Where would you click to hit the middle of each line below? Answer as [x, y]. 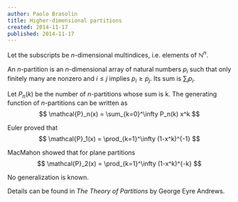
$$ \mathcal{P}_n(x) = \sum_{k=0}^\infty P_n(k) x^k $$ [119, 114]
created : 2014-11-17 [38, 27]
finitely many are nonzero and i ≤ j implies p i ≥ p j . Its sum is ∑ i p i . [101, 79]
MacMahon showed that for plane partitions [71, 152]
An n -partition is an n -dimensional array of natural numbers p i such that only [119, 70]
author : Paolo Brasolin [43, 14]
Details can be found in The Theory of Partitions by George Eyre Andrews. [116, 191]
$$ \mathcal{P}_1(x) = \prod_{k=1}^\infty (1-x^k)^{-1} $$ [119, 139]
